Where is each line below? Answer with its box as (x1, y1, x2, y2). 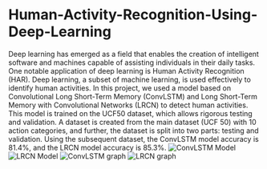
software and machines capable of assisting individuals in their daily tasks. (8, 58, 255, 67)
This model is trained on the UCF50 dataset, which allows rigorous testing (8, 108, 253, 118)
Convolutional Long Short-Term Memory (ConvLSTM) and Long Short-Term (8, 91, 258, 101)
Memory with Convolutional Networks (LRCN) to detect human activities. (8, 100, 249, 110)
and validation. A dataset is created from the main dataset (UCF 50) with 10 (8, 117, 257, 127)
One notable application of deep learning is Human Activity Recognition (8, 66, 245, 75)
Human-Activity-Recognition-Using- (8, 6, 258, 24)
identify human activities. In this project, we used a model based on (8, 82, 231, 93)
